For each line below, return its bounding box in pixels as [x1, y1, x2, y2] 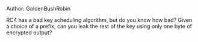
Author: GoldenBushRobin [6, 5, 71, 12]
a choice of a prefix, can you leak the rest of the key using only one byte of [6, 23, 193, 30]
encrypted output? [6, 29, 52, 36]
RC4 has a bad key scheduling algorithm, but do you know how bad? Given [6, 17, 193, 23]
